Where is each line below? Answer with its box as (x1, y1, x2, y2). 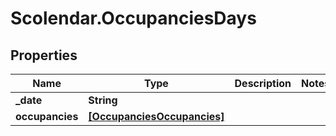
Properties (10, 47, 78, 64)
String (88, 93, 118, 107)
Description (234, 77, 292, 90)
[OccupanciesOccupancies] (88, 110, 225, 123)
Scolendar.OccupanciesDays (10, 7, 257, 30)
